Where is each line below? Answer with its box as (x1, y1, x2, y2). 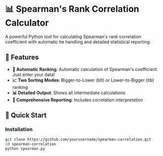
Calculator (5, 17, 49, 29)
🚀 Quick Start (5, 111, 47, 119)
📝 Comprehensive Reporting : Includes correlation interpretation (12, 97, 143, 103)
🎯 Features (5, 53, 39, 62)
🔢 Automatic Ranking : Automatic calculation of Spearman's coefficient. (12, 66, 158, 72)
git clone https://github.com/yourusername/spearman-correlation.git (5, 137, 152, 142)
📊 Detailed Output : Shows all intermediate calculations (12, 89, 125, 96)
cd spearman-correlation (5, 142, 56, 147)
